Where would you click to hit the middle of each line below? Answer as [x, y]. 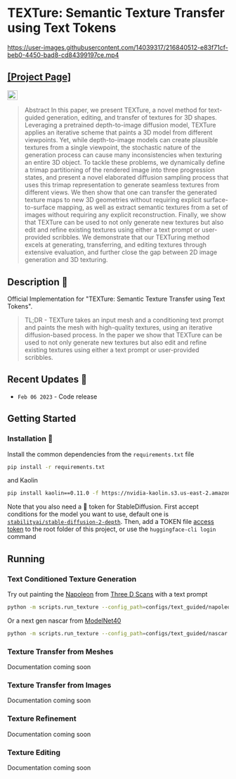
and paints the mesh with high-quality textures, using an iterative [118, 328]
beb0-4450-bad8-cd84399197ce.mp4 [63, 55]
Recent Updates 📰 [47, 379]
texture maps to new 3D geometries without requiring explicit [113, 200]
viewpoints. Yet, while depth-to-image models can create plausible [121, 140]
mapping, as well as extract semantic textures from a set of [143, 207]
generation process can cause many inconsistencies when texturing [123, 155]
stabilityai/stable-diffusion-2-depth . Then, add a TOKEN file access [111, 522]
